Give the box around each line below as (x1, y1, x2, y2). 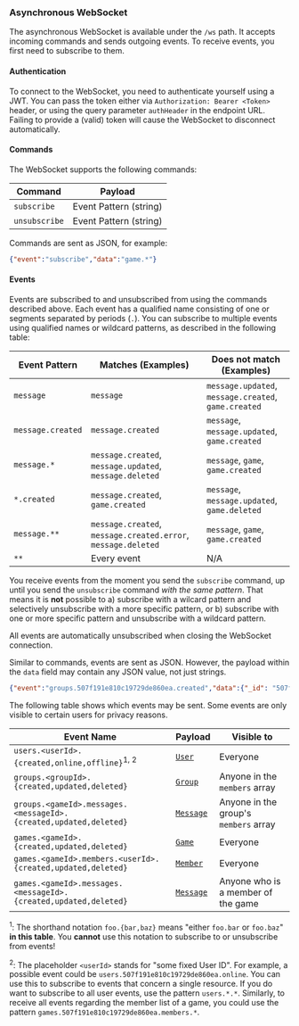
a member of (219, 886, 273, 898)
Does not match (211, 352, 280, 365)
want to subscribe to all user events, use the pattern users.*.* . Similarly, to (9, 988, 285, 998)
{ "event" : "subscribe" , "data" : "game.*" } (9, 254, 158, 264)
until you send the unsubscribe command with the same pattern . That (9, 584, 264, 595)
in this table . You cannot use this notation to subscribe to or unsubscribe (9, 931, 279, 942)
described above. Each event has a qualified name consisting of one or (9, 303, 270, 314)
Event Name (63, 730, 117, 742)
